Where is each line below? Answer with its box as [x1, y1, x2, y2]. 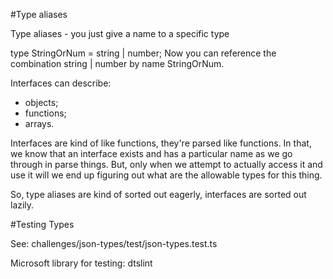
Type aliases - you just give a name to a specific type [10, 28, 230, 39]
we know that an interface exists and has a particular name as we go [10, 148, 293, 159]
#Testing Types [10, 219, 75, 230]
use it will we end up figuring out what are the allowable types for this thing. [10, 169, 323, 181]
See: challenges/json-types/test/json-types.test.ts [10, 238, 218, 249]
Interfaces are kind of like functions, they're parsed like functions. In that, [10, 137, 312, 149]
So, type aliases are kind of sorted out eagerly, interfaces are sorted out [10, 189, 307, 200]
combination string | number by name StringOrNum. [10, 58, 225, 69]
